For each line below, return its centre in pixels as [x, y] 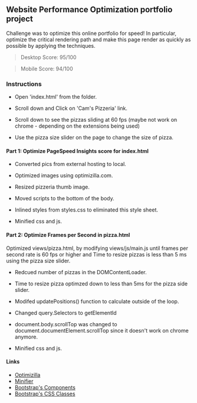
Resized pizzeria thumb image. [52, 187]
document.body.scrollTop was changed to [66, 324]
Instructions [24, 84]
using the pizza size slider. [38, 261]
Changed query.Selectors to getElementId [65, 313]
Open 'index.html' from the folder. [56, 97]
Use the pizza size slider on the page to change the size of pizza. [94, 138]
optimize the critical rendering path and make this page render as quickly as [98, 39]
